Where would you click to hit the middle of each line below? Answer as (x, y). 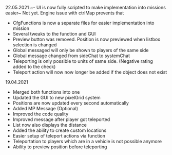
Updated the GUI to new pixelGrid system (57, 98)
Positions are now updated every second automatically (71, 103)
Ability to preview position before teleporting (60, 147)
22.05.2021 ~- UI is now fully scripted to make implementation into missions (85, 7)
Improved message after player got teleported (61, 119)
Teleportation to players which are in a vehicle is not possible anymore (87, 141)
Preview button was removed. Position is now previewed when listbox (87, 39)
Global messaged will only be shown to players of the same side (81, 50)
